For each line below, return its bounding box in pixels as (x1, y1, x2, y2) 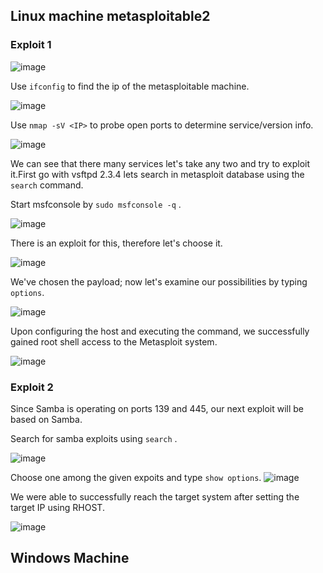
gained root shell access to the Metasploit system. (10, 335, 218, 348)
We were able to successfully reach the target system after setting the (10, 490, 300, 503)
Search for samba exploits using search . (10, 432, 178, 444)
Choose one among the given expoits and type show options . (10, 471, 262, 483)
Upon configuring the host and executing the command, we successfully (10, 325, 310, 337)
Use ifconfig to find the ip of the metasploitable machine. (10, 80, 250, 92)
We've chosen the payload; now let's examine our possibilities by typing (10, 275, 308, 288)
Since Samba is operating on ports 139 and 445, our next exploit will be (10, 402, 305, 414)
